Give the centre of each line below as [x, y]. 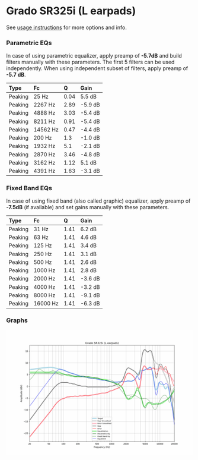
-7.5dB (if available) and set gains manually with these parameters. [88, 207]
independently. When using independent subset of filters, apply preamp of [97, 68]
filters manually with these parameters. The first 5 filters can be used [90, 62]
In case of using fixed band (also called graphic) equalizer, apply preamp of [98, 201]
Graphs [17, 320]
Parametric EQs [29, 43]
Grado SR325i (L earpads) [71, 11]
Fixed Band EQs [29, 188]
